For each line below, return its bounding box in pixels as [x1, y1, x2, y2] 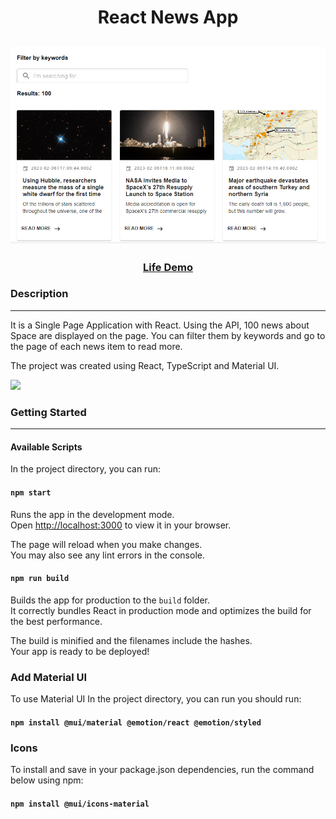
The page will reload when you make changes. [10, 538, 203, 550]
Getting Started [10, 405, 87, 419]
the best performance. [10, 615, 103, 627]
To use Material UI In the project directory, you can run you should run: [10, 693, 302, 705]
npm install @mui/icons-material [10, 799, 150, 809]
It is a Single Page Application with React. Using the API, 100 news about [10, 319, 310, 331]
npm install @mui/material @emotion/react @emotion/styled [10, 717, 262, 728]
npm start [10, 487, 52, 498]
